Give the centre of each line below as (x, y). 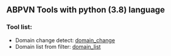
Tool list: (19, 27)
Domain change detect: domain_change (65, 40)
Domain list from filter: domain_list (58, 46)
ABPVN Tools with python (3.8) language (86, 10)
